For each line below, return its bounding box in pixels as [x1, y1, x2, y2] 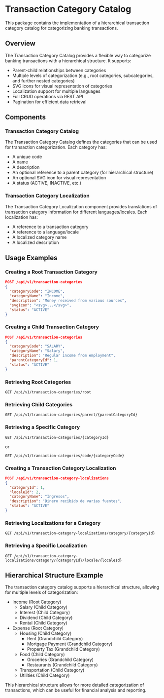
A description [12, 164, 40, 170]
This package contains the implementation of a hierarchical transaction [5, 20, 149, 26]
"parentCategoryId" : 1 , [9, 358, 58, 363]
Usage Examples [5, 254, 58, 262]
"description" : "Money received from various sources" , [9, 298, 127, 303]
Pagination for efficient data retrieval [12, 99, 87, 105]
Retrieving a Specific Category [5, 424, 80, 430]
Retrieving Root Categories [5, 379, 71, 386]
